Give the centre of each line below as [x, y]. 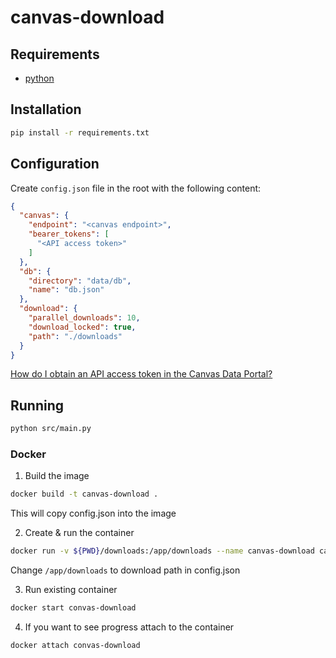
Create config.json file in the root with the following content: [136, 188]
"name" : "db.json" [66, 290]
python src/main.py [51, 429]
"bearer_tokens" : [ [69, 234]
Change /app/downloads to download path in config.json [125, 570]
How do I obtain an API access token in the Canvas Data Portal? [141, 374]
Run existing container [71, 590]
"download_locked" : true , [82, 327]
